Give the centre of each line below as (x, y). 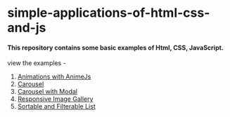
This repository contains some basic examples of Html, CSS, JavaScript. (115, 48)
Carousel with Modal (47, 92)
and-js (27, 28)
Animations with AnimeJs (54, 77)
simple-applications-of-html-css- (109, 13)
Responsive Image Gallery (55, 99)
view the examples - (37, 63)
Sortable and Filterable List (57, 106)
